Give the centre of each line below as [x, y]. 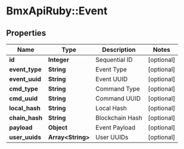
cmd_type [24, 89]
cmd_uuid [23, 98]
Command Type [118, 89]
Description [119, 50]
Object [58, 128]
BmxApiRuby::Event [57, 11]
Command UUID [118, 98]
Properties [26, 33]
